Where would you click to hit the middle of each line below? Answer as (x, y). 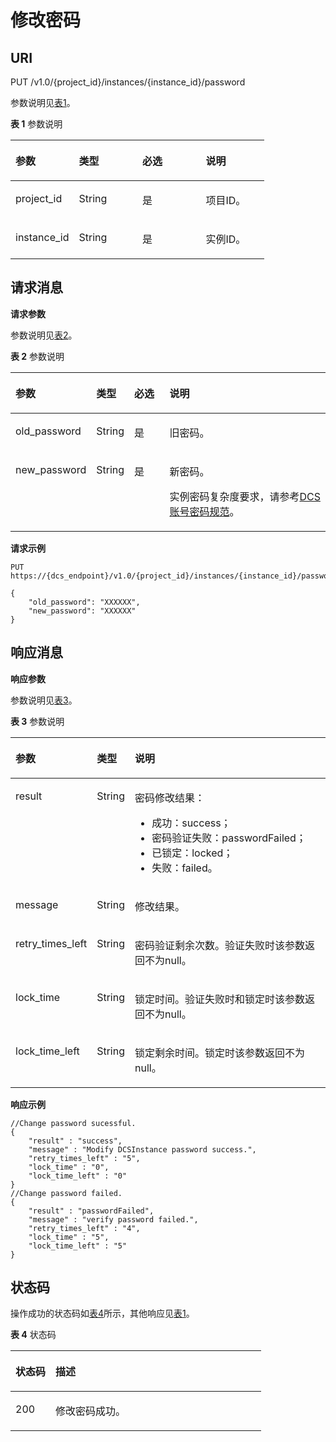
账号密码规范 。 (204, 511)
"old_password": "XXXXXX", (84, 602)
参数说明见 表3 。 (44, 700)
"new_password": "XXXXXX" (82, 611)
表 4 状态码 (33, 1335)
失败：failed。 (184, 868)
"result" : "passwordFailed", (91, 1211)
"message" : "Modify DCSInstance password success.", (142, 1149)
